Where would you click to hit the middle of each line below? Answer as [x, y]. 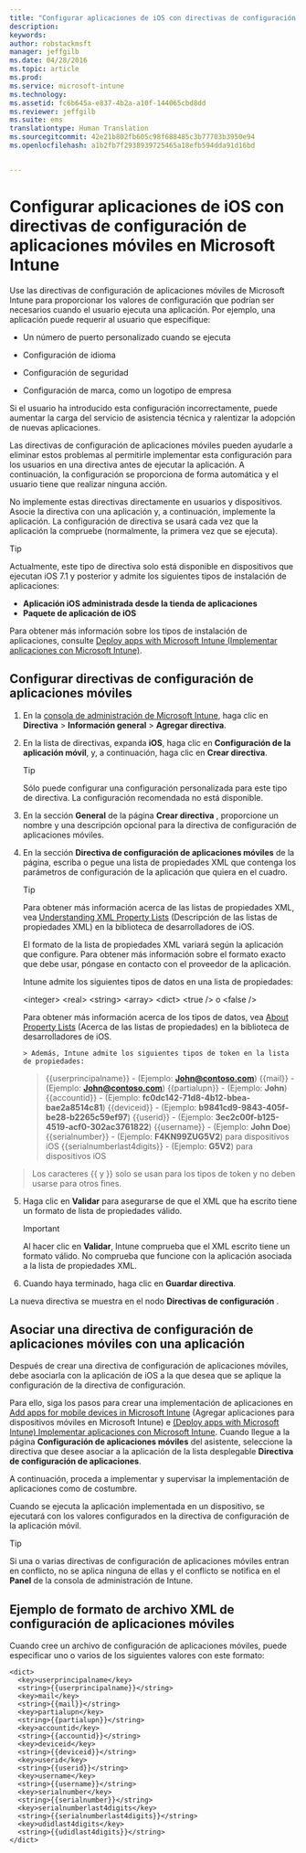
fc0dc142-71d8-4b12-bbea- [196, 1097]
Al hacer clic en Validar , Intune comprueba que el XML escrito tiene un [156, 1246]
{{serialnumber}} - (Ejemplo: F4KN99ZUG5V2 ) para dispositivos [167, 1136]
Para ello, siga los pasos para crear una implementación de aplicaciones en [152, 1403]
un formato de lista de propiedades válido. [102, 1210]
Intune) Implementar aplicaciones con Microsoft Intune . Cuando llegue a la [150, 1432]
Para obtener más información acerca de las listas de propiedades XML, [158, 907]
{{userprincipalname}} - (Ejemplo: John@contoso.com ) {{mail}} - [170, 1078]
